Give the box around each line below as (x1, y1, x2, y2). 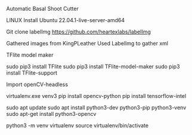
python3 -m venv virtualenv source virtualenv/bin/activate (6, 122, 149, 129)
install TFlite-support (6, 69, 58, 76)
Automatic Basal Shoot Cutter (6, 5, 79, 12)
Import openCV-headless (6, 81, 69, 88)
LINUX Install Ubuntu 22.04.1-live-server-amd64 (6, 17, 125, 23)
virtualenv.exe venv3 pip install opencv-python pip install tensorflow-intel (6, 93, 187, 99)
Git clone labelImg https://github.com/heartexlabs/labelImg (6, 28, 151, 35)
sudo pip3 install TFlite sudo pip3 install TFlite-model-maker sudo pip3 (6, 63, 180, 70)
